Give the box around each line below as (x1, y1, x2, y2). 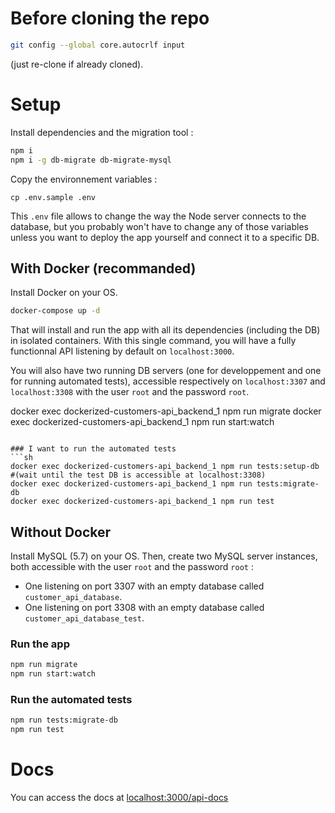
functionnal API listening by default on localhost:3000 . (10, 345, 235, 357)
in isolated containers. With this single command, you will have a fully (10, 335, 297, 347)
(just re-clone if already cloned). (10, 58, 144, 70)
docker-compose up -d (10, 306, 101, 316)
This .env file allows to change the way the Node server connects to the (10, 210, 307, 222)
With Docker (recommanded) (10, 260, 197, 277)
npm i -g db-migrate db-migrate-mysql (10, 155, 172, 165)
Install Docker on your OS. (10, 287, 118, 299)
